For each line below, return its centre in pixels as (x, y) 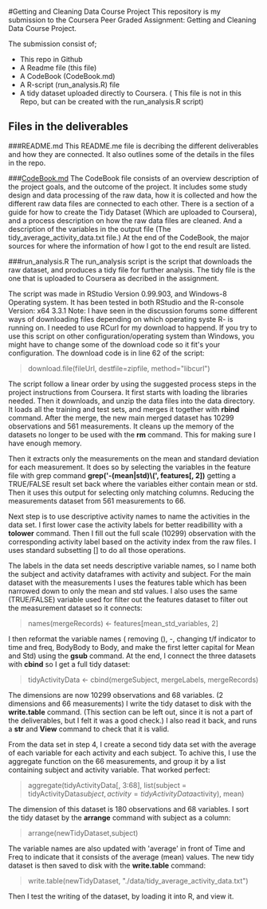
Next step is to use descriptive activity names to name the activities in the (129, 516)
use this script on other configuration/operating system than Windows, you (132, 336)
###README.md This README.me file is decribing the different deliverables (133, 146)
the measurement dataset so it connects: (76, 608)
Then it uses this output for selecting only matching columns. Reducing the (132, 492)
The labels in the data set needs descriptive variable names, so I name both (132, 566)
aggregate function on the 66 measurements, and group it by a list (117, 761)
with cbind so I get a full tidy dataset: (69, 664)
